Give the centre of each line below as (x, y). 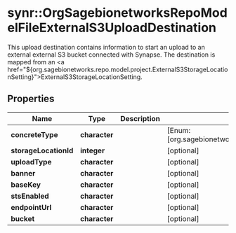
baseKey (26, 185)
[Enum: (179, 130)
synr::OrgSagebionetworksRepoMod (118, 13)
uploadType (31, 162)
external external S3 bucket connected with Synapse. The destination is (111, 55)
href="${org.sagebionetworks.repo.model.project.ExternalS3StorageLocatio (118, 69)
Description (140, 118)
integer (92, 150)
